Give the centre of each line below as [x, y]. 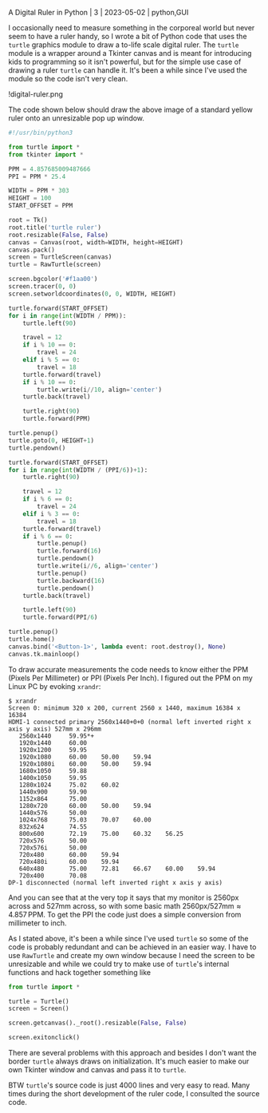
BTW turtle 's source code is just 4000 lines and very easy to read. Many [129, 1085]
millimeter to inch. [37, 923]
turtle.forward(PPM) [57, 419]
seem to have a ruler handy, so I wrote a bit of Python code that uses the [128, 36]
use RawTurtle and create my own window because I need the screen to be [132, 955]
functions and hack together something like [80, 972]
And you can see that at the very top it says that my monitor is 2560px [124, 897]
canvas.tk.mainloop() [44, 654]
